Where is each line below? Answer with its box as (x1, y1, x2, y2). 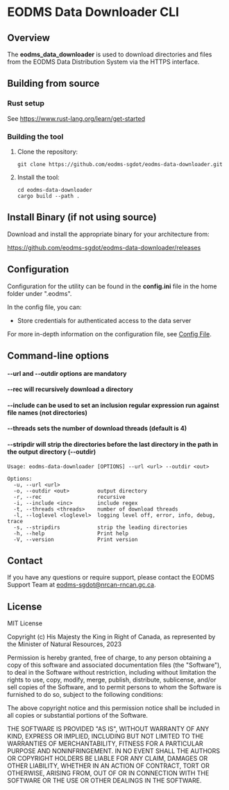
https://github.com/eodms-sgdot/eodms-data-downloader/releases (7, 243, 201, 252)
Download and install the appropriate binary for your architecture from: (7, 230, 210, 238)
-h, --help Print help (13, 529, 129, 537)
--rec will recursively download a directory (7, 385, 133, 393)
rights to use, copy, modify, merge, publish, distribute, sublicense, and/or (7, 675, 217, 684)
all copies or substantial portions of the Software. (7, 711, 148, 720)
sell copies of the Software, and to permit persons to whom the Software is (7, 683, 222, 691)
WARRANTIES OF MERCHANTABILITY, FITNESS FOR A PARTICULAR (7, 739, 203, 748)
